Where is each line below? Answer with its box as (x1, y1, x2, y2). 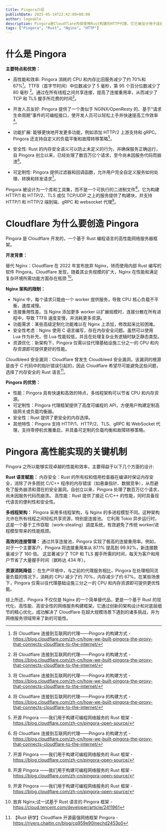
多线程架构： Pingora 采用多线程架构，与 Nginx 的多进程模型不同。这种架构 (5, 510, 160, 516)
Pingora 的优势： (5, 379, 41, 385)
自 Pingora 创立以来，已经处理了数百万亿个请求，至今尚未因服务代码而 (12, 152, 158, 158)
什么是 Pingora (5, 49, 66, 60)
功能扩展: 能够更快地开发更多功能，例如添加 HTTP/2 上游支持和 (12, 129, 143, 135)
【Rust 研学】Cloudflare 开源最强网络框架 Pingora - (12, 815, 118, 821)
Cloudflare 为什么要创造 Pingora (5, 218, 139, 229)
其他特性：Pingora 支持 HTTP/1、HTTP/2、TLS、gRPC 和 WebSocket (12, 421, 155, 427)
